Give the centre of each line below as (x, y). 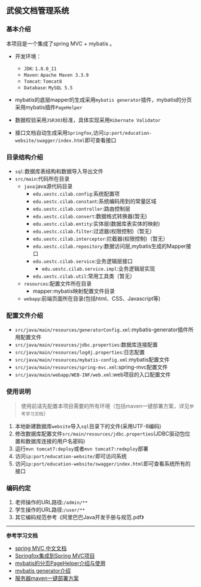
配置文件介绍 (25, 315)
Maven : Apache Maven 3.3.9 (56, 74)
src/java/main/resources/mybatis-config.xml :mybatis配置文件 (92, 360)
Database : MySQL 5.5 (48, 87)
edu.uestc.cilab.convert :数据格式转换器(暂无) (90, 216)
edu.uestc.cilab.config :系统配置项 (76, 193)
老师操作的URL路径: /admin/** (51, 502)
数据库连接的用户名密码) (55, 441)
